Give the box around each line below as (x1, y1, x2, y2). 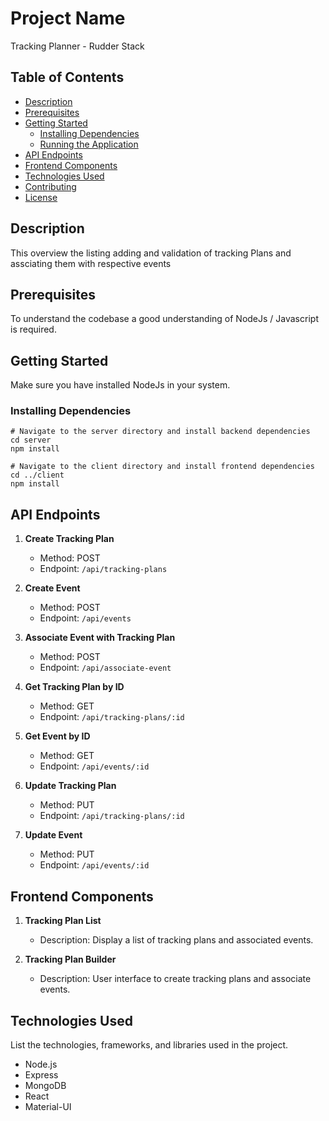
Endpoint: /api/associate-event (39, 662, 172, 674)
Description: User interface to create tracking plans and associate (39, 973, 312, 985)
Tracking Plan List (24, 915, 102, 927)
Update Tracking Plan (24, 780, 117, 792)
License (24, 191, 58, 203)
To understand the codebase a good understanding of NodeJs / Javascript (10, 313, 319, 325)
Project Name (10, 7, 126, 30)
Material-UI (24, 1100, 72, 1112)
